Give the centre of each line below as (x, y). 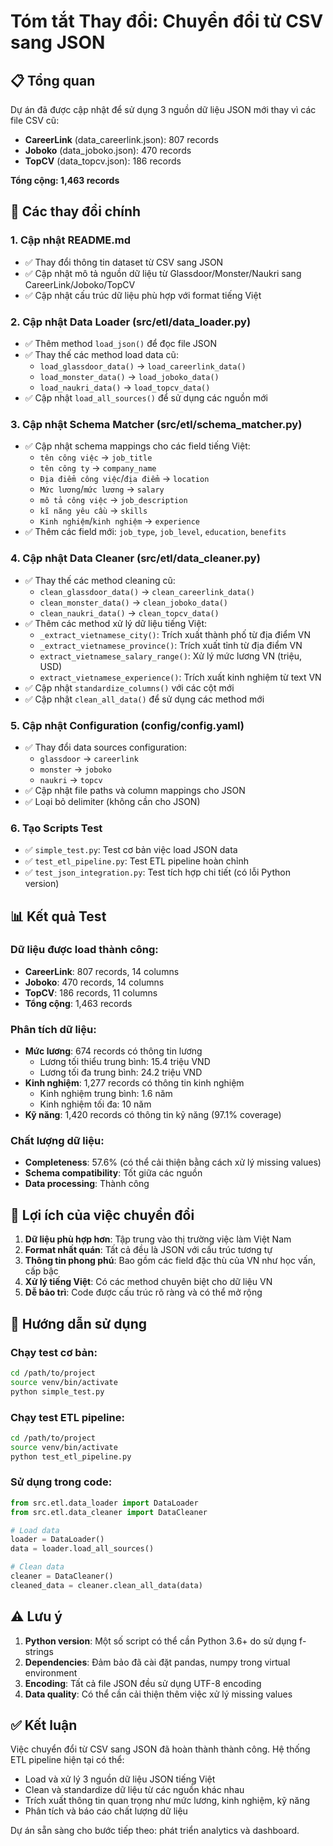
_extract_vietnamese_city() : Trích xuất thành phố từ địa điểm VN (175, 634)
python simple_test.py (57, 1391)
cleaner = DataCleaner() (62, 1576)
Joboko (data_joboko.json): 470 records (108, 150)
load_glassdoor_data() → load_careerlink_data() (143, 366)
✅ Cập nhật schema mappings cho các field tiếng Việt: (137, 446)
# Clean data (37, 1567)
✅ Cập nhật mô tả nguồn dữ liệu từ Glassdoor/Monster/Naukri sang (163, 273)
